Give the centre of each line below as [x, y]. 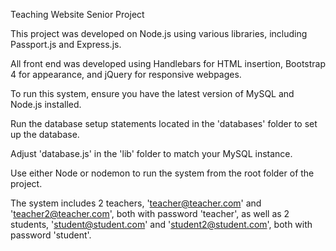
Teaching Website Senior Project [77, 14]
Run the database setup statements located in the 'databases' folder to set [164, 123]
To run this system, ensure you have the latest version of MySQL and [152, 93]
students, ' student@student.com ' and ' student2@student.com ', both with [161, 224]
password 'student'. [51, 235]
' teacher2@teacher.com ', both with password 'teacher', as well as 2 [150, 213]
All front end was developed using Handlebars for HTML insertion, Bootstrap [168, 63]
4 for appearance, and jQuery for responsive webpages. [126, 74]
